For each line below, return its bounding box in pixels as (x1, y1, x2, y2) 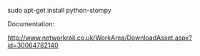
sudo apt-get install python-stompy (7, 6, 112, 14)
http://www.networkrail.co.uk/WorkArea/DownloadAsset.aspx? (7, 33, 193, 42)
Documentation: (7, 20, 55, 28)
